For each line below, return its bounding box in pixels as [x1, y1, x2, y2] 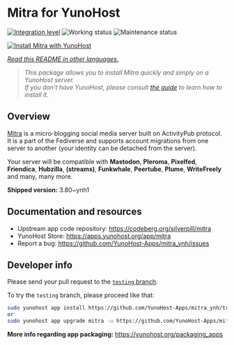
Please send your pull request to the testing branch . [7, 278, 158, 286]
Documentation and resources [7, 206, 142, 218]
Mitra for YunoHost [7, 5, 120, 21]
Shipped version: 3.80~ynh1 [7, 186, 89, 194]
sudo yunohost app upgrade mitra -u [7, 318, 114, 325]
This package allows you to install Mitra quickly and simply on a [24, 68, 209, 77]
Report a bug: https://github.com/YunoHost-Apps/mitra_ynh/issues [17, 239, 210, 248]
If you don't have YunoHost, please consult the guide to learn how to [24, 83, 223, 91]
